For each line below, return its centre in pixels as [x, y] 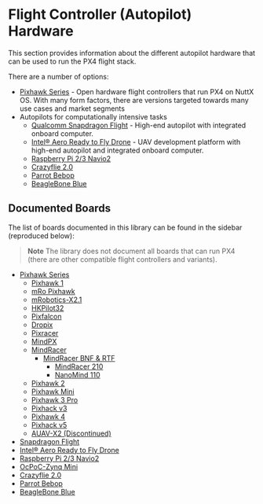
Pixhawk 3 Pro [55, 399]
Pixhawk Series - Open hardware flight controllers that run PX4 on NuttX [137, 91]
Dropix [42, 325]
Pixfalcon [46, 316]
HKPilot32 [47, 307]
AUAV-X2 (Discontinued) [71, 433]
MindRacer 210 [79, 366]
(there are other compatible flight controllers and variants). [122, 259]
